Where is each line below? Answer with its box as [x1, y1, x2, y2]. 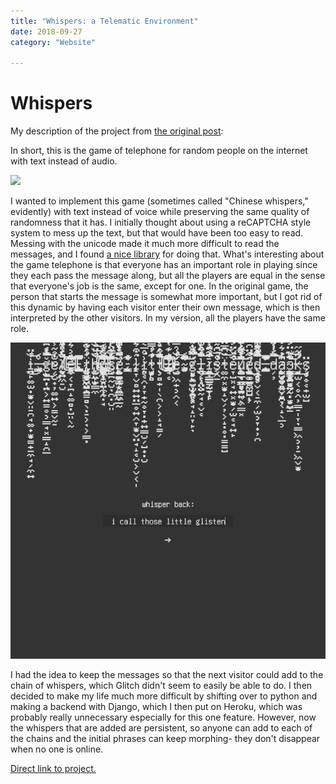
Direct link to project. [10, 762, 97, 774]
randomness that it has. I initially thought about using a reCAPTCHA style [10, 216, 312, 229]
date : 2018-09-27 [10, 26, 83, 37]
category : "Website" [10, 37, 97, 47]
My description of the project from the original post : [10, 125, 224, 137]
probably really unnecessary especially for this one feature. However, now [10, 711, 317, 723]
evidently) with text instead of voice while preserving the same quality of [10, 206, 310, 218]
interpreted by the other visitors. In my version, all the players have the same [10, 312, 326, 324]
